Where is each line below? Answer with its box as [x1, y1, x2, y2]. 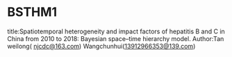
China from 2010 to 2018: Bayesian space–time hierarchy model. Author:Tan [7, 34, 224, 42]
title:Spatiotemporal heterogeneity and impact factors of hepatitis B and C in [7, 27, 226, 35]
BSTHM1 [7, 4, 58, 20]
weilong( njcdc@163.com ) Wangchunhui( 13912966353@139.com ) [7, 42, 196, 50]
